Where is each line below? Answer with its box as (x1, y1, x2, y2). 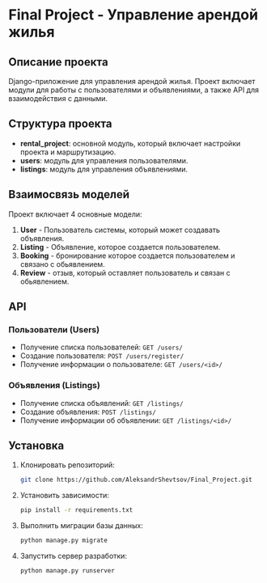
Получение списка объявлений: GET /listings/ (19, 398, 184, 408)
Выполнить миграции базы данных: (19, 521, 144, 530)
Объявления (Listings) (8, 380, 101, 391)
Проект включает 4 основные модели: (8, 209, 143, 219)
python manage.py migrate (19, 536, 108, 545)
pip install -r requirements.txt (19, 506, 133, 514)
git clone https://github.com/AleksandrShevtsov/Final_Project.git (19, 475, 252, 484)
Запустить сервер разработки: (19, 551, 128, 561)
